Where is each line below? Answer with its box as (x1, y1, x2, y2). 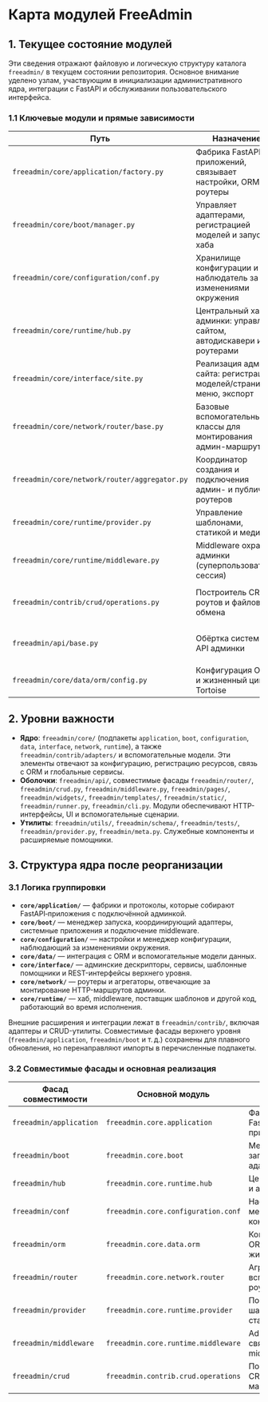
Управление (195, 507, 243, 518)
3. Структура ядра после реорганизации (8, 858, 223, 872)
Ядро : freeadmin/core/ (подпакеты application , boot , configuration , (19, 733, 250, 743)
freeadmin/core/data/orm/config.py (12, 676, 148, 685)
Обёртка (195, 633, 230, 644)
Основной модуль (136, 1089, 210, 1100)
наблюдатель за (195, 272, 259, 284)
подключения (195, 474, 250, 485)
